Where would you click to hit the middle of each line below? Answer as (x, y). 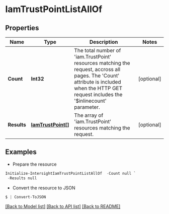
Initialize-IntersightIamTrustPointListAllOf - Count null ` (71, 173)
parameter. (87, 107)
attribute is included (98, 82)
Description (104, 42)
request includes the (98, 94)
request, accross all (97, 69)
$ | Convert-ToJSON (26, 197)
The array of (89, 115)
